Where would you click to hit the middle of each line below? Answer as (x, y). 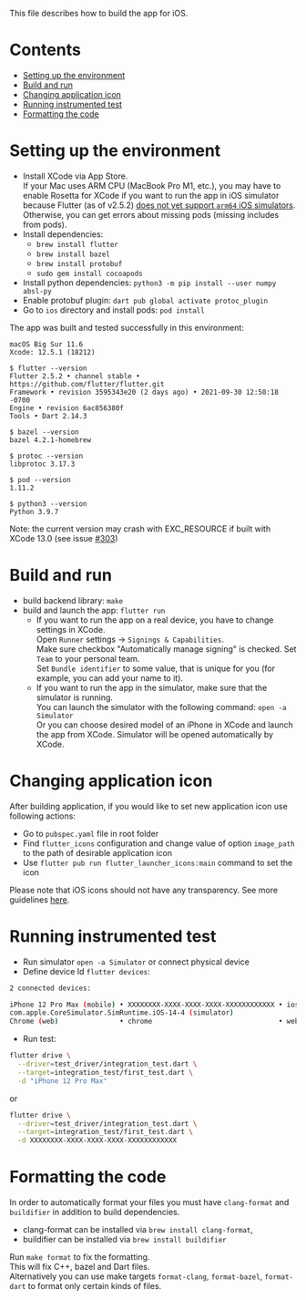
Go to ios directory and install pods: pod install (113, 310)
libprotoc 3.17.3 (42, 464)
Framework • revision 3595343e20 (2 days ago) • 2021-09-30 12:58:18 (144, 392)
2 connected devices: (51, 988)
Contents (46, 50)
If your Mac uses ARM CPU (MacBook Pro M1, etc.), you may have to (152, 185)
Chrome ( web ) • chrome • (146, 1021)
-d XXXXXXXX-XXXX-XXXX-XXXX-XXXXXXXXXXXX (97, 1140)
